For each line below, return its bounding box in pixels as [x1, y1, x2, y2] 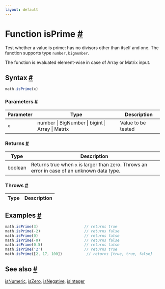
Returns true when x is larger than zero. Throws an [31, 161, 147, 168]
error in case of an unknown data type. [31, 167, 121, 174]
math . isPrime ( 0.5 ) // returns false [5, 242, 120, 247]
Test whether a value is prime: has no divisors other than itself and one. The [5, 45, 159, 51]
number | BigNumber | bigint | [37, 119, 106, 126]
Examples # [5, 211, 42, 219]
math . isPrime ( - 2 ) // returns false [5, 229, 120, 233]
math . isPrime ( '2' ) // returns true [5, 247, 118, 252]
